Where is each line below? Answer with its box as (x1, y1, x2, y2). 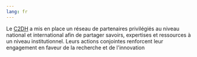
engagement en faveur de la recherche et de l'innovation (6, 44, 145, 51)
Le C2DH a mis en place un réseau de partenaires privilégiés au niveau (6, 25, 180, 32)
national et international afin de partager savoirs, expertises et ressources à (6, 31, 191, 39)
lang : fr (6, 8, 28, 15)
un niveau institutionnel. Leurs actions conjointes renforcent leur (6, 37, 163, 45)
